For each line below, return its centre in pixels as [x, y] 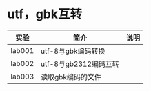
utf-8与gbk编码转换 [73, 51]
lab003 [22, 77]
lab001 [22, 50]
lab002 [22, 63]
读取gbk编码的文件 [71, 77]
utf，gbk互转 [45, 14]
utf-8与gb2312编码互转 [80, 64]
